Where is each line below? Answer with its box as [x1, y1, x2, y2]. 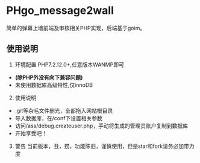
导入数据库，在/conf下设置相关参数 [14, 114, 102, 121]
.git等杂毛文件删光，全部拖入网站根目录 [14, 107, 113, 114]
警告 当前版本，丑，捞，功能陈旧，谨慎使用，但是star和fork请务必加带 [14, 142, 190, 150]
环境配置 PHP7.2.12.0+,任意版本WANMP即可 [14, 61, 125, 68]
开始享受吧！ [14, 129, 47, 136]
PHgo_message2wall [6, 4, 114, 18]
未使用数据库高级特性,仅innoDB [14, 81, 93, 88]
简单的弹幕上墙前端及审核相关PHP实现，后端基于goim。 [6, 24, 146, 31]
